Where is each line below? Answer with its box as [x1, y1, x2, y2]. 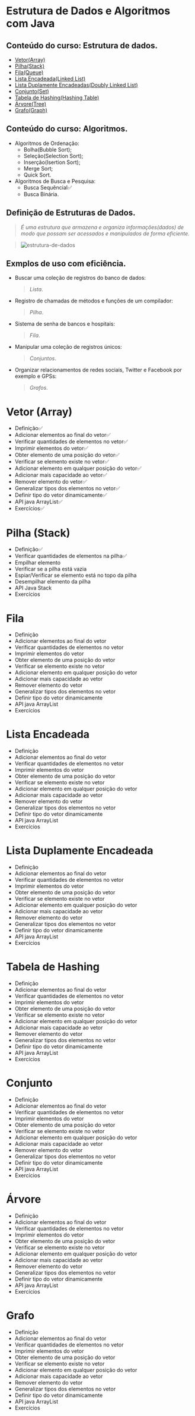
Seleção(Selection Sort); [23, 152, 84, 159]
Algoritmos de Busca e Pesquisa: [14, 177, 96, 185]
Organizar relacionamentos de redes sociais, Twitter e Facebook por [14, 367, 183, 374]
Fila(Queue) [14, 69, 44, 75]
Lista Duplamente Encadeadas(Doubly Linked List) [14, 81, 138, 89]
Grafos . [29, 384, 49, 392]
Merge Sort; [23, 165, 53, 172]
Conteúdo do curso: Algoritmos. [6, 124, 128, 134]
